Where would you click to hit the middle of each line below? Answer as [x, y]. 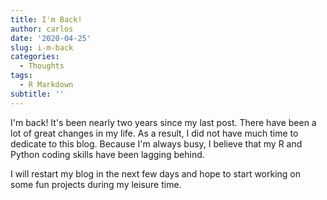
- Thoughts [42, 66]
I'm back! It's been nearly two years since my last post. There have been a [163, 122]
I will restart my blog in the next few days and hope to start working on [156, 173]
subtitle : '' [37, 94]
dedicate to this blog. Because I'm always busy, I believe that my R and [156, 143]
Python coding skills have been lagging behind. [107, 154]
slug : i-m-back [42, 47]
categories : [35, 57]
